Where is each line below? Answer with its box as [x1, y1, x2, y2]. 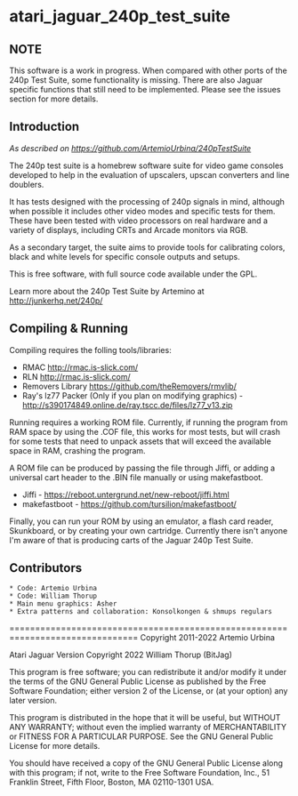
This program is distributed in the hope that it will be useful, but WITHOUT [9, 712, 281, 723]
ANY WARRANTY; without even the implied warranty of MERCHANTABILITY [9, 722, 287, 733]
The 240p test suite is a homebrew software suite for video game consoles [9, 160, 284, 171]
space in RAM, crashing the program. [9, 445, 146, 455]
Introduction [9, 119, 80, 134]
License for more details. [9, 741, 101, 752]
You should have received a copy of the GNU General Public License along [9, 758, 283, 768]
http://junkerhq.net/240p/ [9, 295, 103, 306]
